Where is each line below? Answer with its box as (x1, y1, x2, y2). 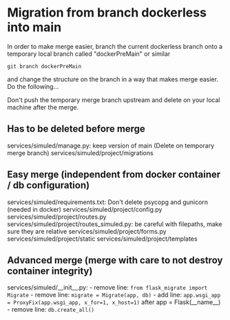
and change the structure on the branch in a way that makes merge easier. (7, 74, 219, 83)
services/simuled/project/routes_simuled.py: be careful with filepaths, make (7, 219, 222, 228)
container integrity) (7, 265, 93, 277)
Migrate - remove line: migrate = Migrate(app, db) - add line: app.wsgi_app (7, 291, 221, 299)
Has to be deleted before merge (7, 123, 146, 135)
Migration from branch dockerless (7, 5, 207, 21)
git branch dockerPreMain (7, 63, 81, 70)
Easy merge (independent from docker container (7, 169, 221, 181)
